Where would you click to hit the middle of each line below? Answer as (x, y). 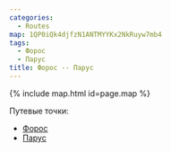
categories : (31, 18)
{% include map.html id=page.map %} (80, 93)
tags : (19, 43)
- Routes (34, 26)
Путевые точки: (39, 111)
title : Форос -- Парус (51, 68)
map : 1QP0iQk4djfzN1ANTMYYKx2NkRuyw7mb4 (86, 34)
